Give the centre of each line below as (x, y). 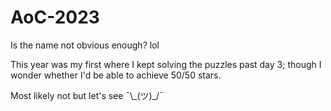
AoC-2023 (55, 17)
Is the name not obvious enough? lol (85, 45)
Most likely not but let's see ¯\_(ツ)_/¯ (87, 95)
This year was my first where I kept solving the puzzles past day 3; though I (166, 64)
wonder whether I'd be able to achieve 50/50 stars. (116, 75)
